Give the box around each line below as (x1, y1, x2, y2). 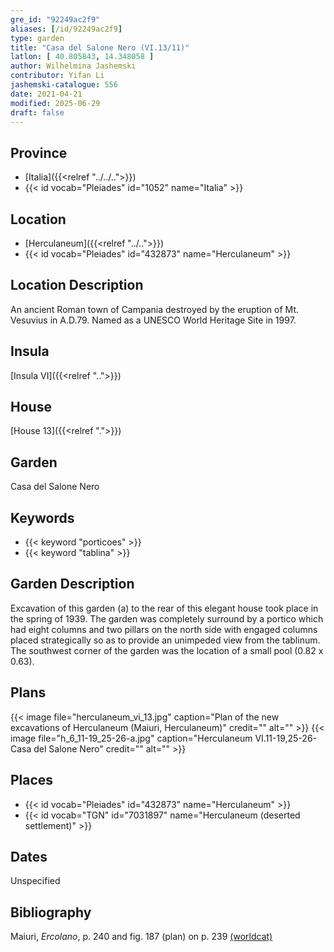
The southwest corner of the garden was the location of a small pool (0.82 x (10, 644, 324, 656)
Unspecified (10, 875, 61, 887)
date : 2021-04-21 (10, 89, 83, 99)
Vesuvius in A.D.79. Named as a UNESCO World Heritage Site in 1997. (10, 314, 297, 326)
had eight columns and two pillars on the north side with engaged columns (10, 623, 318, 635)
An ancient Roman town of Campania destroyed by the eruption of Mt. (10, 303, 300, 315)
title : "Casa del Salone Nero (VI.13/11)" (10, 42, 190, 53)
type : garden (10, 33, 65, 43)
